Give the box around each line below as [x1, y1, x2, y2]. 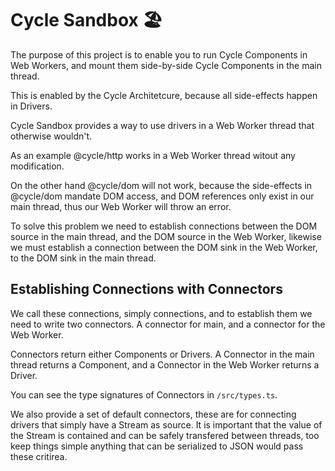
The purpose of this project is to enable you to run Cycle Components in [10, 48, 308, 61]
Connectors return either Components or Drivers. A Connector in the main [10, 348, 315, 360]
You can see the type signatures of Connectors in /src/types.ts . [10, 388, 278, 401]
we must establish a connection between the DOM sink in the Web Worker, [10, 241, 318, 253]
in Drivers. [10, 100, 53, 112]
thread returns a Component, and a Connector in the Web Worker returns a [10, 358, 320, 371]
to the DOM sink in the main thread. [10, 252, 157, 264]
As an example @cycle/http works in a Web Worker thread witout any [10, 149, 296, 161]
